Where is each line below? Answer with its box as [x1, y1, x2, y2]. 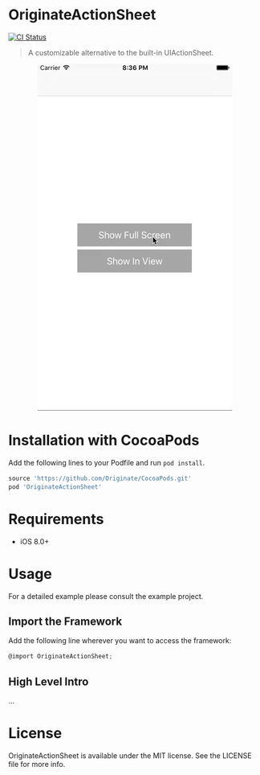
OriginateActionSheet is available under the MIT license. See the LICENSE [8, 750, 252, 761]
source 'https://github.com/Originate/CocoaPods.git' [8, 474, 193, 482]
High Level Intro [8, 675, 89, 688]
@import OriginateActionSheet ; [8, 653, 113, 661]
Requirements [8, 510, 104, 528]
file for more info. [8, 759, 66, 769]
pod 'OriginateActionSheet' [8, 482, 103, 491]
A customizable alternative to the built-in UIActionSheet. [27, 47, 214, 57]
